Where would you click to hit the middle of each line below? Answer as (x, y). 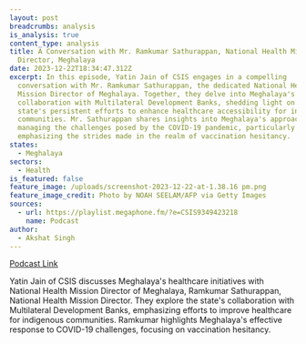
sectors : (26, 162)
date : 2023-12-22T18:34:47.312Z (71, 69)
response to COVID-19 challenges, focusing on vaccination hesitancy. (140, 329)
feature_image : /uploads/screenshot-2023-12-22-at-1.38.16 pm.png (138, 187)
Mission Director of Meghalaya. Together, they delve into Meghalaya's (157, 94)
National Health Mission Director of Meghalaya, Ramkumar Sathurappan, (146, 291)
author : (24, 229)
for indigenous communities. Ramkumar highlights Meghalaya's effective (146, 320)
